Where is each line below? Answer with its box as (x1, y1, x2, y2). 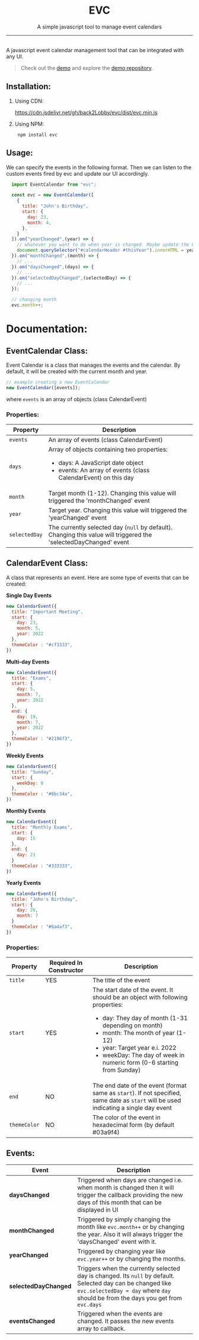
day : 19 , (17, 713, 38, 720)
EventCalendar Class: (6, 345, 88, 356)
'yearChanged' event (48, 513, 107, 522)
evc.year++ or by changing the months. (77, 1255, 186, 1263)
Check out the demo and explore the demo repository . (20, 64, 153, 71)
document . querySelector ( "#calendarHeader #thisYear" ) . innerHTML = (17, 247, 184, 253)
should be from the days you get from (77, 1294, 182, 1302)
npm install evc (17, 132, 58, 138)
